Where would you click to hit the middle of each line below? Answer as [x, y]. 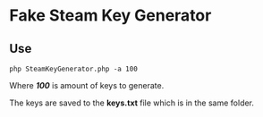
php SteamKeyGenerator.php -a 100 [74, 69]
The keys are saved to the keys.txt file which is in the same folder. [132, 103]
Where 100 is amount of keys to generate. [87, 85]
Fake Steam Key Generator [110, 16]
